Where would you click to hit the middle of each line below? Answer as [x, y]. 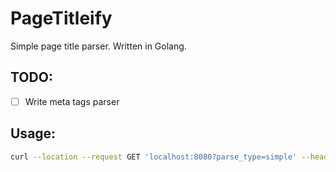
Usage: [33, 133]
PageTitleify [61, 18]
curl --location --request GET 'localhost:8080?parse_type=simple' [154, 157]
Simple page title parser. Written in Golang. [98, 46]
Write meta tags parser [72, 101]
